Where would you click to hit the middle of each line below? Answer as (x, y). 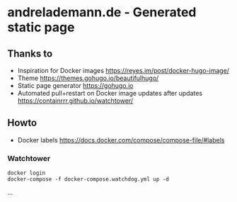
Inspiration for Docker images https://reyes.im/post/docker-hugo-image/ (123, 71)
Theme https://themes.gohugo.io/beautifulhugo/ (88, 78)
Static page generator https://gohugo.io (75, 85)
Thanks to (30, 54)
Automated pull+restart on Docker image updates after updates (110, 93)
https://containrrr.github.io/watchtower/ (75, 101)
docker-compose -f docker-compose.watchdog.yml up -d (88, 179)
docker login (27, 173)
